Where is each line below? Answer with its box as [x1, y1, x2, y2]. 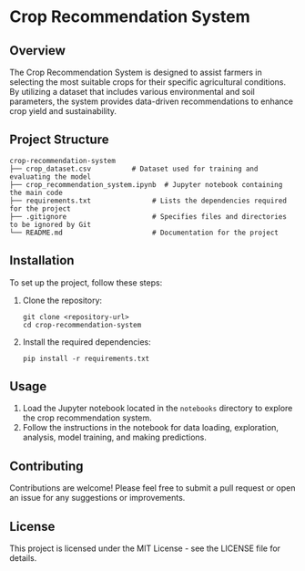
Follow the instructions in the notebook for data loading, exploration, [22, 422, 280, 433]
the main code [9, 188, 64, 197]
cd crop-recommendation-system [22, 320, 142, 329]
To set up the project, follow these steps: [9, 276, 163, 288]
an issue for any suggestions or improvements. [9, 493, 186, 504]
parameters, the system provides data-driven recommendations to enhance [9, 96, 294, 107]
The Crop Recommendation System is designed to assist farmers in [9, 67, 262, 78]
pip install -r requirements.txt [22, 354, 150, 363]
